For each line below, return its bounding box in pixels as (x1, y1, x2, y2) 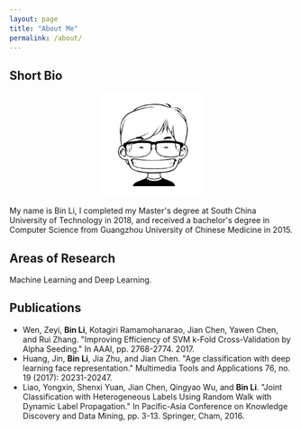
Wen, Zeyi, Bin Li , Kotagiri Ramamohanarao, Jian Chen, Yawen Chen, (22, 324, 279, 335)
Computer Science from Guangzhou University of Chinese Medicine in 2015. (9, 225, 293, 236)
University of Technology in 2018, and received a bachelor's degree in (9, 215, 270, 226)
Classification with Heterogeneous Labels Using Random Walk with (22, 391, 272, 402)
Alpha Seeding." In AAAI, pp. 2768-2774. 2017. (22, 343, 196, 354)
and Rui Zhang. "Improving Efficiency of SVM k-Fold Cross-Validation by (22, 334, 291, 345)
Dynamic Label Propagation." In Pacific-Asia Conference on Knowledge (22, 400, 288, 411)
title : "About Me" (9, 23, 78, 33)
